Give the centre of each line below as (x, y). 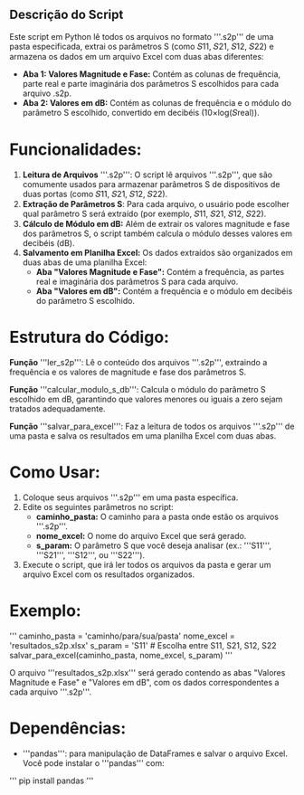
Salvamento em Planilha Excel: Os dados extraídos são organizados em (157, 252)
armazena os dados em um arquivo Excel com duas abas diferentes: (137, 56)
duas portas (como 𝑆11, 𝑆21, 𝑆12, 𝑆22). (95, 194)
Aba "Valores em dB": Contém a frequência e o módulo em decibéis (164, 291)
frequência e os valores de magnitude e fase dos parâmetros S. (128, 372)
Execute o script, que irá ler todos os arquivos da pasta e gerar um (147, 564)
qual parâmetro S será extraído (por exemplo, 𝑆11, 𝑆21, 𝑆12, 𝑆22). (144, 213)
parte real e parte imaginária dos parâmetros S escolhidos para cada (150, 83)
